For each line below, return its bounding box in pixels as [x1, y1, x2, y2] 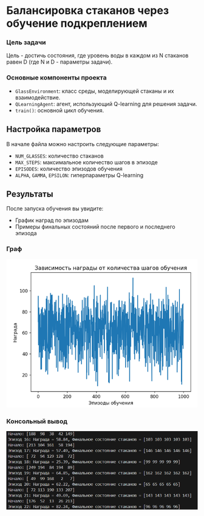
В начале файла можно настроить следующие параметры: [6, 140, 159, 147]
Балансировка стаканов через [6, 4, 169, 18]
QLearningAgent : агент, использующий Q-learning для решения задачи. [15, 100, 197, 107]
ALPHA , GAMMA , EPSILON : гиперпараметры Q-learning [15, 171, 144, 179]
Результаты [6, 189, 53, 199]
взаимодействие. [15, 93, 61, 101]
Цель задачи [6, 38, 47, 47]
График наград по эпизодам [15, 216, 89, 224]
